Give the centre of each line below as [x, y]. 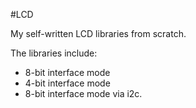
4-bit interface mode [67, 83]
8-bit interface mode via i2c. [83, 93]
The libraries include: [54, 53]
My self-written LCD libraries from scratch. [98, 33]
